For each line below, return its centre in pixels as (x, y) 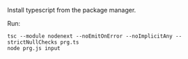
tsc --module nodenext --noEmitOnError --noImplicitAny (90, 36)
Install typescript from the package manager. (72, 10)
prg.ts (70, 42)
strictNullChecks (32, 42)
